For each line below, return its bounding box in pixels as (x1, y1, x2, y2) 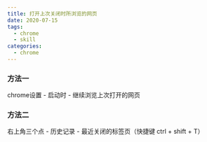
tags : (7, 23, 23, 30)
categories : (7, 43, 42, 50)
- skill (13, 36, 36, 43)
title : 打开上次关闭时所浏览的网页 (7, 10, 98, 17)
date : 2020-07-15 (7, 17, 58, 24)
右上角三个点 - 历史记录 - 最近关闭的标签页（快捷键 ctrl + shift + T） (7, 127, 204, 136)
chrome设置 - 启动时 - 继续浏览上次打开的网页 (7, 91, 140, 99)
